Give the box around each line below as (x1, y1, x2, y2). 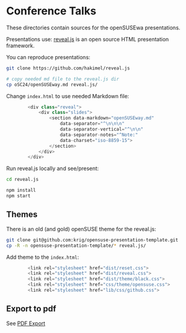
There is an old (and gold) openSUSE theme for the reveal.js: (6, 225, 157, 232)
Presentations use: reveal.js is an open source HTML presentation (6, 35, 169, 43)
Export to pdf (6, 304, 56, 314)
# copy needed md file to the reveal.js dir (6, 76, 119, 82)
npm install (6, 187, 36, 193)
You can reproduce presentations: (6, 53, 91, 60)
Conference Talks (6, 4, 97, 18)
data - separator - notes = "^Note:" (59, 132, 138, 138)
